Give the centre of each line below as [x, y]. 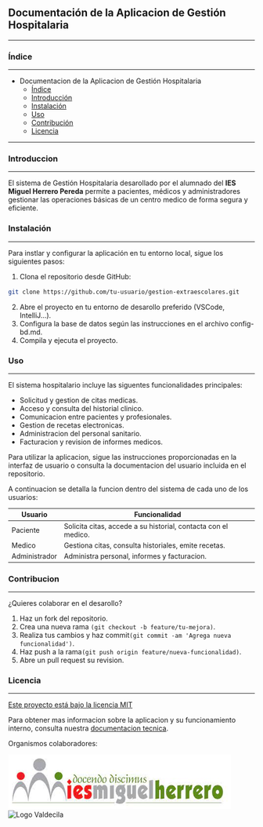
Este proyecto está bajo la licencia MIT [70, 705]
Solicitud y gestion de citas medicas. [79, 400]
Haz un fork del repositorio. [63, 618]
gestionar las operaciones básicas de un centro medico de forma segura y [128, 200]
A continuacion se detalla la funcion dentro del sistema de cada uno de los [128, 489]
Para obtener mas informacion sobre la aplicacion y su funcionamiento [122, 720]
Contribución [52, 123]
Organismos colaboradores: [53, 744]
